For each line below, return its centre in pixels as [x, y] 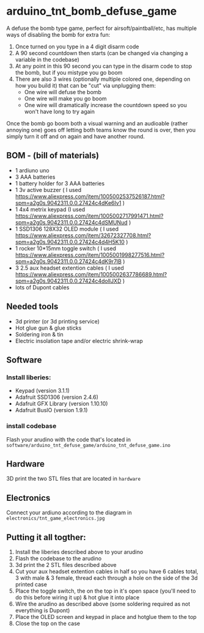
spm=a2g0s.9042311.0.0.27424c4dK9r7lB [68, 261]
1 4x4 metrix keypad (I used [50, 209]
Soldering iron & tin [39, 334]
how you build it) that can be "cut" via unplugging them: [86, 85]
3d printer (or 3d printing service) [57, 321]
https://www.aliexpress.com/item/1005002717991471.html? [89, 216]
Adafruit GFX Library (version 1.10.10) [61, 404]
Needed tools [32, 307]
